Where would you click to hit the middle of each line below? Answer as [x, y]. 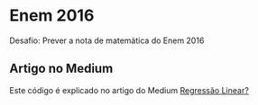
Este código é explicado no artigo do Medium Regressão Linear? [129, 90]
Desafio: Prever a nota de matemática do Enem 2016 [107, 40]
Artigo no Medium [61, 69]
